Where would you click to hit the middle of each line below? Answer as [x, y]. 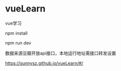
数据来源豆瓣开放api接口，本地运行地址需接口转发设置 [60, 53]
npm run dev [18, 42]
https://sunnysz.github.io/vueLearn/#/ [44, 63]
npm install [16, 33]
